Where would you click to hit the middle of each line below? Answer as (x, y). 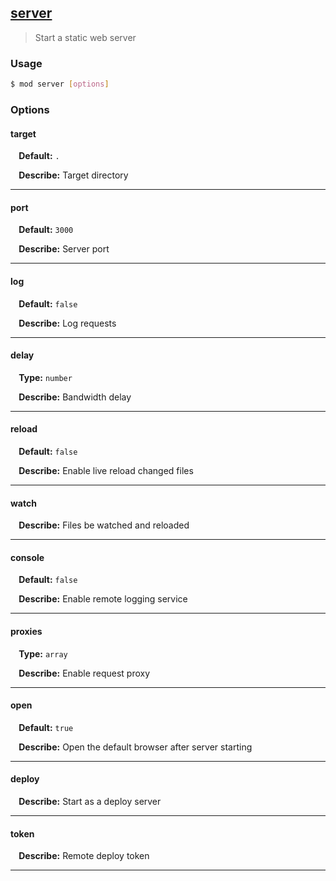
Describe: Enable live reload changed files (106, 470)
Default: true (46, 727)
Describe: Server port (64, 249)
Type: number (45, 377)
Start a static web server (85, 37)
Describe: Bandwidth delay (75, 397)
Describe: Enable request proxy (84, 673)
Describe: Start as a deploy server (90, 801)
